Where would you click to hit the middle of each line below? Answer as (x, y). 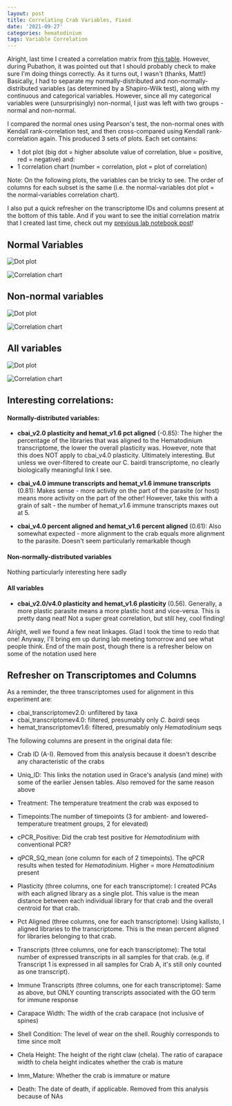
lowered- (196, 817)
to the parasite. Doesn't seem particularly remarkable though (104, 541)
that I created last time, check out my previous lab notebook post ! (100, 223)
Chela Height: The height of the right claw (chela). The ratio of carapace (120, 1055)
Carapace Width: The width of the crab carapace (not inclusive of (110, 1013)
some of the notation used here (52, 653)
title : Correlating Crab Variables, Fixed (69, 20)
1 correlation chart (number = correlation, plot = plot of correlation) (112, 167)
